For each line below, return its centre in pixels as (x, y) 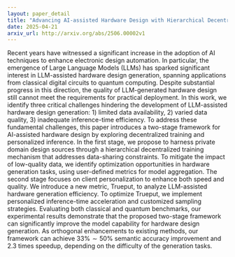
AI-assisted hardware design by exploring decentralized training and (106, 135)
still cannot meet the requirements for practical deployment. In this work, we (117, 98)
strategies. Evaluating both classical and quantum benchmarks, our (104, 209)
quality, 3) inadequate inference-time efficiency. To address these (102, 120)
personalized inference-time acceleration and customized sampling (104, 201)
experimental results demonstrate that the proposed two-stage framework (114, 216)
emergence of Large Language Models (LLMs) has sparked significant (109, 68)
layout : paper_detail (39, 14)
